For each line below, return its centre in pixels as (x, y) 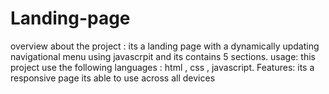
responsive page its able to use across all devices (113, 78)
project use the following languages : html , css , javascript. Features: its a (162, 67)
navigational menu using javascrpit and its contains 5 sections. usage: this (163, 56)
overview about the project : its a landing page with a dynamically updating (165, 46)
